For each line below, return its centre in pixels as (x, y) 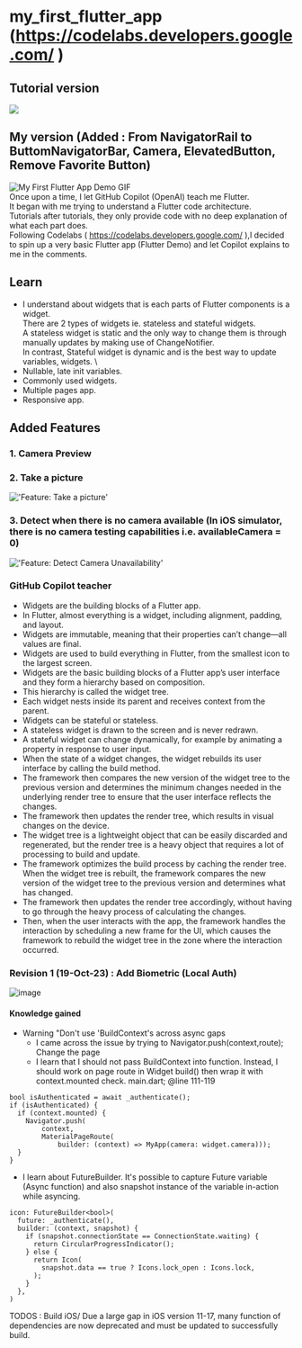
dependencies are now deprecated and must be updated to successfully (144, 1326)
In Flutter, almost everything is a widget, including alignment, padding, (152, 615)
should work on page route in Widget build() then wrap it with (149, 1072)
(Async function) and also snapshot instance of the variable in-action (151, 1187)
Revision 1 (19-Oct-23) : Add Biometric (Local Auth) (123, 973)
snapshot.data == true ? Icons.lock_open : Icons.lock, (148, 1268)
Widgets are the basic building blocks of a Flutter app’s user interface (151, 672)
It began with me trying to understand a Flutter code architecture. (130, 206)
